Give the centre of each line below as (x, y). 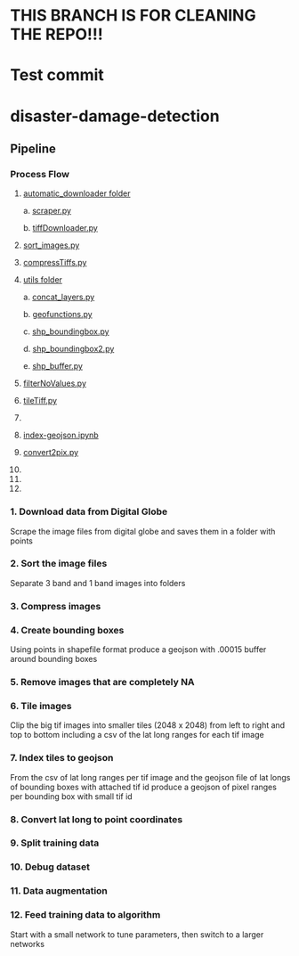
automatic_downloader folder (77, 193)
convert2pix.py (51, 453)
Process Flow (40, 174)
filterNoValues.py (55, 383)
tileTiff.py (40, 401)
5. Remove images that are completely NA (102, 682)
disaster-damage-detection (115, 116)
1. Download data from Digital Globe (89, 511)
